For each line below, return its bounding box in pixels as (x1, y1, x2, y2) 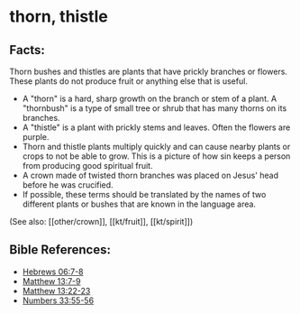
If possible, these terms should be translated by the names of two (22, 189, 267, 199)
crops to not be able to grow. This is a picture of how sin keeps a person (22, 151, 291, 162)
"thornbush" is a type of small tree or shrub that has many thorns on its (22, 103, 287, 114)
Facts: (9, 42, 45, 58)
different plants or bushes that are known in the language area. (22, 199, 257, 209)
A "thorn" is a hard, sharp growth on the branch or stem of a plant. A (22, 93, 277, 104)
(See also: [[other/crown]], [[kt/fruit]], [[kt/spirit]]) (9, 217, 194, 226)
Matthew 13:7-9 (22, 275, 81, 286)
